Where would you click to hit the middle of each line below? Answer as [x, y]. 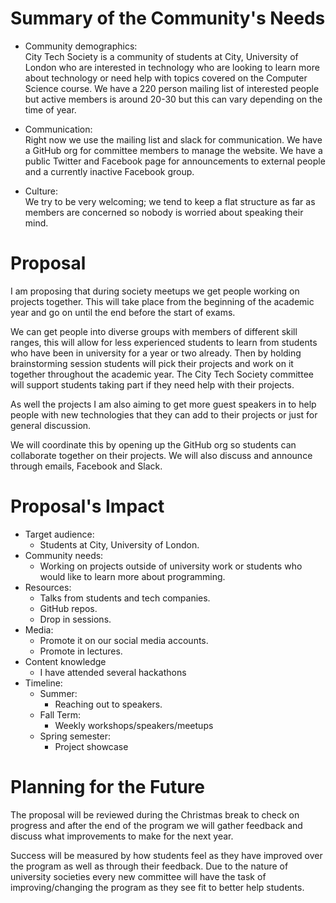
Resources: [48, 587]
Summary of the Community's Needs [168, 18]
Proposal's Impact [87, 506]
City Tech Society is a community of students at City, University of [161, 56]
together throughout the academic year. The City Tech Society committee [162, 374]
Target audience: [59, 534]
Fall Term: [60, 714]
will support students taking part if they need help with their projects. [152, 384]
